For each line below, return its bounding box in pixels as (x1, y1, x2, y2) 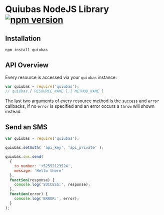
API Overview (5, 61, 49, 70)
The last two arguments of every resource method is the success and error (5, 98, 159, 104)
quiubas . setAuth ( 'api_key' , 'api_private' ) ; (5, 145, 104, 150)
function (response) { (9, 177, 55, 182)
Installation (5, 34, 41, 43)
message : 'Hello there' (14, 168, 64, 173)
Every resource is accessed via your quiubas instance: (5, 74, 117, 80)
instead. (5, 108, 22, 114)
